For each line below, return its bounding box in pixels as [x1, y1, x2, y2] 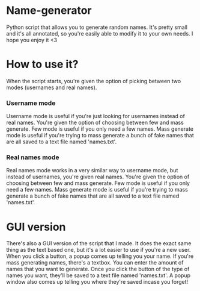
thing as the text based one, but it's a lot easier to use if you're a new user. [6, 246, 191, 254]
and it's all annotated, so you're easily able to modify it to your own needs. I [6, 30, 193, 37]
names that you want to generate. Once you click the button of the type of [6, 266, 190, 273]
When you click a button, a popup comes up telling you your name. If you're [6, 252, 194, 260]
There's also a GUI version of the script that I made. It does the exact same [6, 240, 192, 247]
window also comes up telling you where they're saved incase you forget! [6, 278, 189, 286]
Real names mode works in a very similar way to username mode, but [6, 167, 178, 174]
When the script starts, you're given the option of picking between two [6, 77, 181, 84]
